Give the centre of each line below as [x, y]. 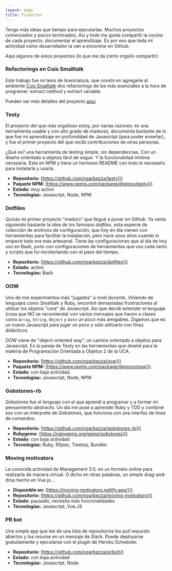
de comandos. [21, 418]
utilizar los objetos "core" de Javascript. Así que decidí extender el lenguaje [85, 308]
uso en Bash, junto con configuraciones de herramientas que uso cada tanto [86, 247]
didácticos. [17, 330]
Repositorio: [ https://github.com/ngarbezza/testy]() [68, 178]
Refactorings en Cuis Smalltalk [44, 69]
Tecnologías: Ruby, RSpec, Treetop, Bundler [60, 445]
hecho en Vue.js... [35, 480]
